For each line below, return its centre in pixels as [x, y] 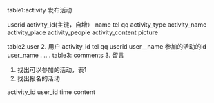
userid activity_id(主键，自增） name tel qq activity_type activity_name [107, 25]
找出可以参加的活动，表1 [52, 70]
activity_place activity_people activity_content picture [83, 32]
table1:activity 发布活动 [40, 10]
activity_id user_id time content [51, 92]
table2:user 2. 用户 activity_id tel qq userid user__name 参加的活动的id [107, 46]
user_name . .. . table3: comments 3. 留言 [66, 55]
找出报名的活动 [38, 78]
